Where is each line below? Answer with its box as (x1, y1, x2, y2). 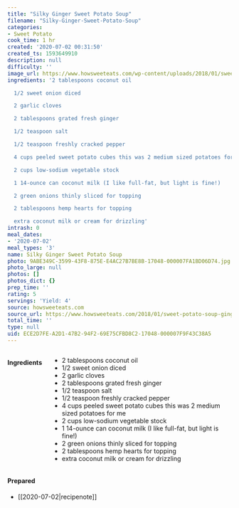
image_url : (7, 70, 40, 77)
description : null (7, 57, 62, 64)
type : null (7, 324, 40, 331)
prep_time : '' (7, 284, 50, 291)
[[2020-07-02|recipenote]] (17, 492, 97, 502)
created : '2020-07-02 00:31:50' (7, 43, 103, 51)
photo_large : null (7, 264, 62, 271)
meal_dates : (7, 231, 43, 238)
